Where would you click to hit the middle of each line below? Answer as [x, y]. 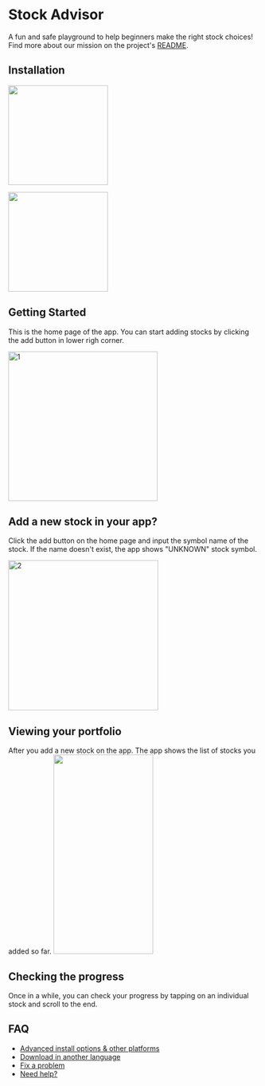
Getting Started [47, 313]
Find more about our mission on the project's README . [98, 45]
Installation [37, 71]
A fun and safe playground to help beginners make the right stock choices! [131, 37]
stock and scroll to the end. [53, 1004]
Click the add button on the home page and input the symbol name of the [129, 541]
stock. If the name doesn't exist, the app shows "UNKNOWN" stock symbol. [132, 549]
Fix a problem [42, 1065]
